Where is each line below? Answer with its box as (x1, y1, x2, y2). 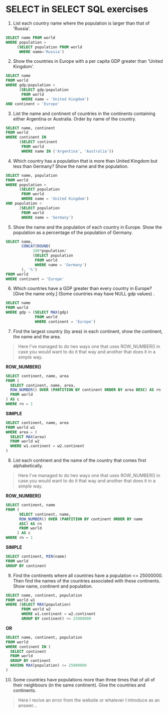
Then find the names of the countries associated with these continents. (13, 577, 160, 583)
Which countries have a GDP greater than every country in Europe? (13, 285, 152, 292)
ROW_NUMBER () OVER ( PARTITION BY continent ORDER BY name (19, 516, 143, 522)
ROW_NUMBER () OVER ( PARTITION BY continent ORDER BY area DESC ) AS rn (10, 388, 161, 393)
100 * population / (32, 249, 67, 254)
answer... (18, 702, 37, 708)
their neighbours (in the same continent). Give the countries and (13, 682, 146, 688)
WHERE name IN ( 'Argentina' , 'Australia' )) (21, 149, 114, 154)
